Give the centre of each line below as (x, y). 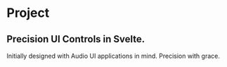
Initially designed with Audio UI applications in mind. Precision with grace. (113, 56)
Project (28, 13)
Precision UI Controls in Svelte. (76, 39)
